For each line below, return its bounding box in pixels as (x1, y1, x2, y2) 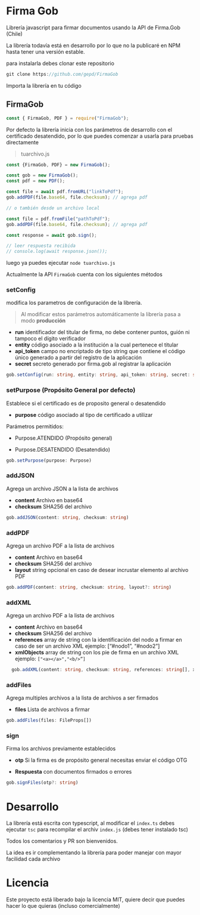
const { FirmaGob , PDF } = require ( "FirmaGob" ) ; (6, 115, 129, 121)
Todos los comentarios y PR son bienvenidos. (6, 837, 118, 845)
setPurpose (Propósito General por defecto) (6, 386, 136, 394)
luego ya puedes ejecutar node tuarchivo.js (6, 259, 115, 267)
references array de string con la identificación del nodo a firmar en (14, 636, 183, 644)
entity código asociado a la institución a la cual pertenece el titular (14, 341, 179, 348)
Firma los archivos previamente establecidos (6, 745, 116, 752)
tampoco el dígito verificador (14, 335, 86, 342)
